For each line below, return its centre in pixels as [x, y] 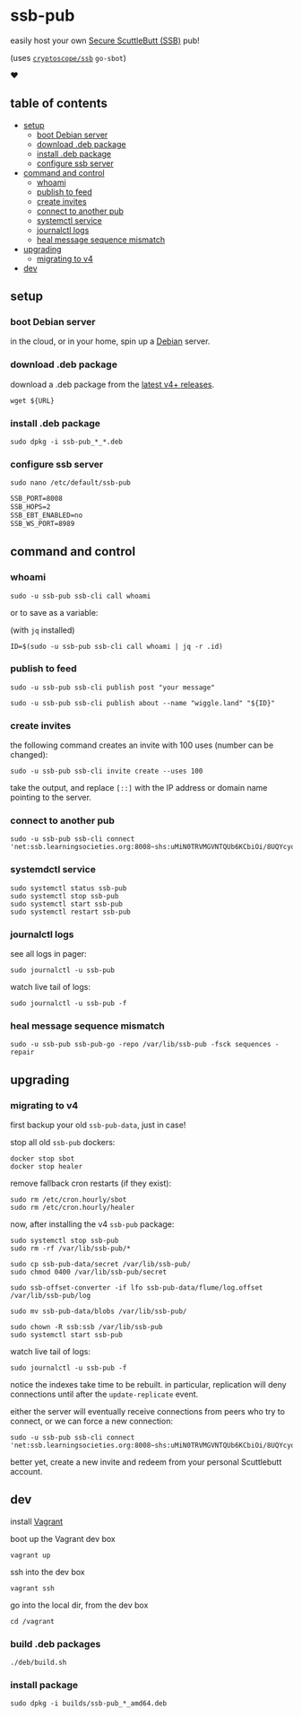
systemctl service [69, 220]
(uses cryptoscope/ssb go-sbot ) [68, 57]
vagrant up [30, 1555]
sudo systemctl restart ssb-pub [70, 912]
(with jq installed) [43, 630]
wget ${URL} [32, 400]
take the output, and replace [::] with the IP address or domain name [139, 788]
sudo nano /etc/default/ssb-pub [70, 483]
